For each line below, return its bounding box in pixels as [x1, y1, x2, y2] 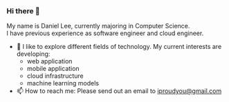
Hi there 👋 [6, 6, 41, 16]
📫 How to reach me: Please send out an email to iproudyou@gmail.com [16, 87, 222, 95]
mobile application [26, 65, 80, 73]
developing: [16, 50, 51, 58]
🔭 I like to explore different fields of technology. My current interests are [16, 43, 222, 51]
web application [26, 57, 73, 65]
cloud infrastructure [26, 72, 84, 80]
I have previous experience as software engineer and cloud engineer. [6, 29, 204, 37]
